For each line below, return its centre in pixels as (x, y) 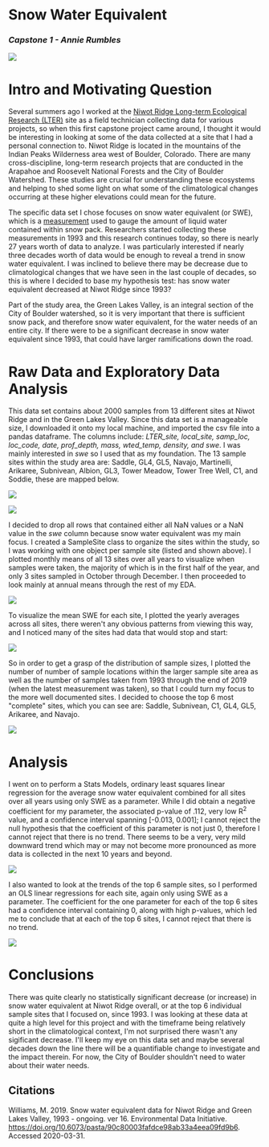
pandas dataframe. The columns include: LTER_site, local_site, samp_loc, (129, 436)
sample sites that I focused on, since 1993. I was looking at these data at (128, 1014)
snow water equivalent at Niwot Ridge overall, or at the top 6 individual (125, 1006)
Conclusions (51, 975)
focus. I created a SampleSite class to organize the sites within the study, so (134, 542)
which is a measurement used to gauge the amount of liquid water (118, 221)
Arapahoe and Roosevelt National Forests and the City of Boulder (116, 171)
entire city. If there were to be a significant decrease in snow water (119, 330)
